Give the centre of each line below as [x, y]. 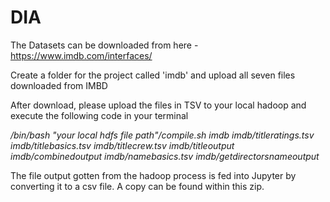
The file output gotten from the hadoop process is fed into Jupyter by [153, 175]
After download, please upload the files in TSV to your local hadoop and [158, 105]
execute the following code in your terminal [99, 115]
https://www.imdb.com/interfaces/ [81, 55]
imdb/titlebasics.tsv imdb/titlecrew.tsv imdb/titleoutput [122, 145]
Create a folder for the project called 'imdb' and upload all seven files [153, 75]
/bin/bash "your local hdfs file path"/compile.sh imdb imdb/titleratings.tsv [162, 135]
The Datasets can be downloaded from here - [104, 45]
